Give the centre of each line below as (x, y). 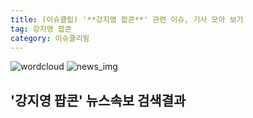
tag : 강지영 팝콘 (41, 29)
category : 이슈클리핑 (50, 38)
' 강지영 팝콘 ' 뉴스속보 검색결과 (98, 100)
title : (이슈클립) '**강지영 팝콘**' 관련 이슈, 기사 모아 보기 (127, 19)
